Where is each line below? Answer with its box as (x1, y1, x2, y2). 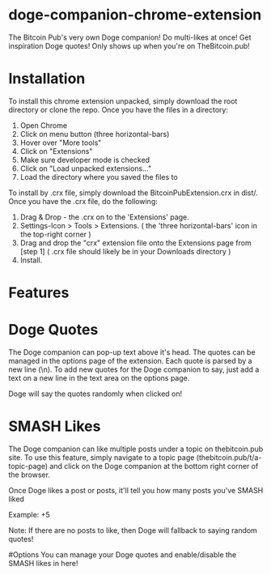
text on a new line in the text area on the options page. (8, 373, 190, 382)
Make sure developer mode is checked (19, 155, 150, 164)
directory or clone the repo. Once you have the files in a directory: (8, 104, 229, 114)
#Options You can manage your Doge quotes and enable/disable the (8, 549, 237, 560)
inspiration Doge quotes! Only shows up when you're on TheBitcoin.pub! (8, 40, 251, 50)
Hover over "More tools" (19, 138, 102, 147)
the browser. (8, 470, 51, 479)
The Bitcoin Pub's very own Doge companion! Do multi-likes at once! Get (8, 32, 252, 42)
